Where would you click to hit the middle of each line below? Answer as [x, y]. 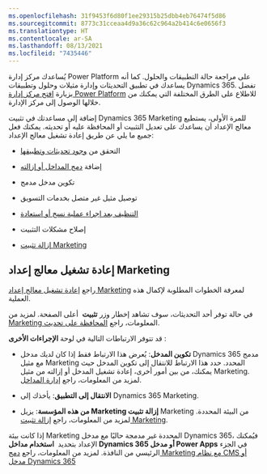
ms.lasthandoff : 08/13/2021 [56, 46]
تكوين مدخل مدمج [47, 182]
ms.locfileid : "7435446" [50, 53]
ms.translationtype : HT [49, 31]
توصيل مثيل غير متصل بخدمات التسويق [78, 198]
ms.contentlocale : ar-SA [50, 38]
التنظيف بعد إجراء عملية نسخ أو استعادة [79, 214]
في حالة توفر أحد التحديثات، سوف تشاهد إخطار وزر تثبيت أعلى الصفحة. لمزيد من [131, 314]
